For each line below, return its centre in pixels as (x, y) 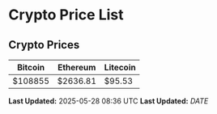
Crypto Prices (44, 45)
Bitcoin (31, 68)
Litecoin (120, 68)
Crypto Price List (66, 15)
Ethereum (77, 68)
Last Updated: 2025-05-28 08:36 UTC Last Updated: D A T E (108, 101)
